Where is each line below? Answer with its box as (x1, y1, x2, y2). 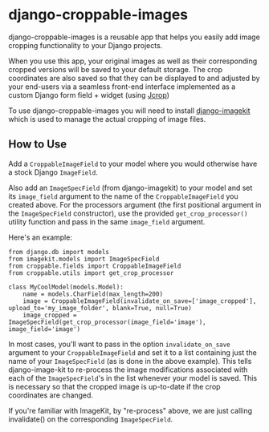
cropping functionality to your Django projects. (8, 40, 163, 50)
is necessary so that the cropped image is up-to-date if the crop (8, 382, 221, 391)
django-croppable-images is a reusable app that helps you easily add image (8, 32, 261, 42)
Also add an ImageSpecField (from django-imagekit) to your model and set (8, 183, 253, 192)
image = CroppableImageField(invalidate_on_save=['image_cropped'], (22, 297, 257, 305)
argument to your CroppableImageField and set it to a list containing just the (8, 347, 257, 357)
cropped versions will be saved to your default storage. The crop (8, 64, 223, 74)
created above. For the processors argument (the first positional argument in (8, 200, 262, 209)
